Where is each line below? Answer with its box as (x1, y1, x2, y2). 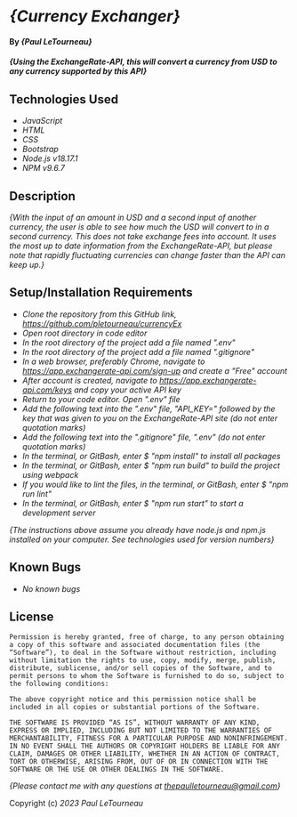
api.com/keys (21, 384, 73, 395)
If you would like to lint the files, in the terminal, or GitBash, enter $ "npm (21, 479, 289, 489)
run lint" (21, 488, 52, 499)
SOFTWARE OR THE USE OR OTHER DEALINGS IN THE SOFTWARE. (9, 765, 225, 774)
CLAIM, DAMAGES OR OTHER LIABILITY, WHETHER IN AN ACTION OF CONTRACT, (9, 749, 280, 758)
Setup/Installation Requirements (9, 285, 193, 300)
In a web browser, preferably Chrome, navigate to (21, 356, 205, 367)
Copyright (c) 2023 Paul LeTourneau (9, 798, 144, 809)
